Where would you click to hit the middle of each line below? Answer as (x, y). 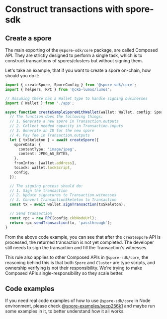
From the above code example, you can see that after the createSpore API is (83, 237)
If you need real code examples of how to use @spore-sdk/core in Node (78, 301)
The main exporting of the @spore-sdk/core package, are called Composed (82, 50)
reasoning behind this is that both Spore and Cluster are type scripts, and (80, 262)
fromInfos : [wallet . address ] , (45, 163)
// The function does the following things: (56, 117)
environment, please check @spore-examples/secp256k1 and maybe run (80, 306)
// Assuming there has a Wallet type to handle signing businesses (77, 98)
